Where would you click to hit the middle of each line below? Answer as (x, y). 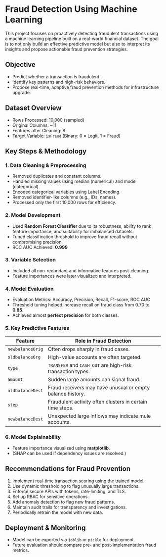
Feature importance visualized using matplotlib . (61, 448)
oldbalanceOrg (24, 357)
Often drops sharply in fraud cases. (89, 349)
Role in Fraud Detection (103, 341)
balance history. (66, 394)
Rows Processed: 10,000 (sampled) (48, 120)
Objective (21, 65)
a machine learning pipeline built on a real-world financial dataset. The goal (82, 39)
